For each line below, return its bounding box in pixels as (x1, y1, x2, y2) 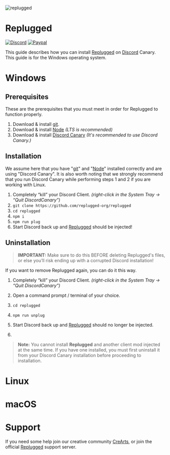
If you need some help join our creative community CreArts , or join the (5, 438, 152, 444)
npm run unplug (12, 312, 45, 318)
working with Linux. (5, 182, 47, 188)
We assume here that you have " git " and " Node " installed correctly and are (5, 165, 162, 171)
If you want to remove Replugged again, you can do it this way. (5, 267, 137, 273)
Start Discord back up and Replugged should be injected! (12, 224, 133, 230)
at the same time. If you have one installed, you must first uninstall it (17, 346, 160, 353)
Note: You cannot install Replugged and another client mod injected (17, 341, 160, 347)
